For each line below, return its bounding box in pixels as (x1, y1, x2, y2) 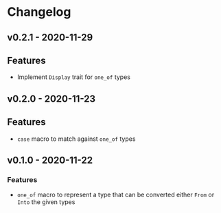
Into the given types (16, 198, 75, 206)
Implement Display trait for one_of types (16, 73, 130, 81)
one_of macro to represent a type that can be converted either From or (16, 190, 215, 199)
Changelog (7, 4, 71, 20)
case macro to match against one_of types (16, 135, 136, 143)
